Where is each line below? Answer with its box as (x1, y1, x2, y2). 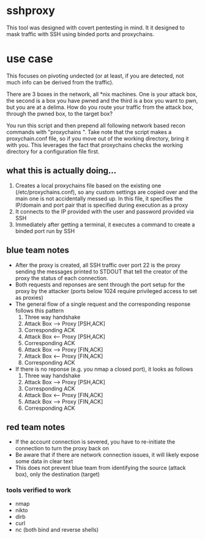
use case (6, 52, 53, 66)
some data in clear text (15, 458, 73, 465)
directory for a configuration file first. (6, 147, 100, 155)
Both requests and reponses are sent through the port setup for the (15, 281, 185, 288)
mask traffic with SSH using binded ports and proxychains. (6, 30, 155, 37)
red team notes (6, 422, 65, 432)
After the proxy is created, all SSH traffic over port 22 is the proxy (15, 261, 181, 269)
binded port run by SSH (15, 227, 75, 234)
